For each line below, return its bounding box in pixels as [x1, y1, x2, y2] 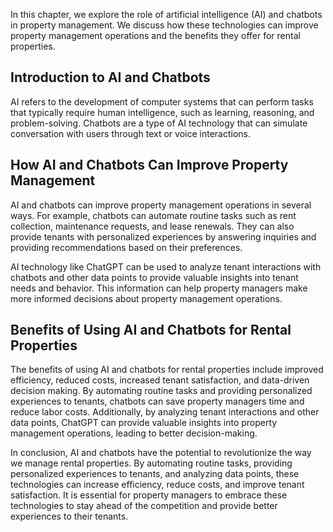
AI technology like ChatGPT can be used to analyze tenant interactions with [10, 260, 322, 273]
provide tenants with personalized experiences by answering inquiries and [10, 230, 317, 243]
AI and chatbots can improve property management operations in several [10, 199, 312, 211]
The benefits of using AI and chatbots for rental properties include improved [10, 364, 324, 376]
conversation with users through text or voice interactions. [10, 127, 252, 139]
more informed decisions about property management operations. [10, 292, 283, 304]
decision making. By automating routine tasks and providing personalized [10, 385, 313, 397]
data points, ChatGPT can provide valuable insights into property [10, 417, 278, 429]
